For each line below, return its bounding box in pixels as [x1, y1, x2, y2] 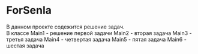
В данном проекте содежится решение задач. [6, 23, 125, 30]
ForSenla [6, 4, 52, 17]
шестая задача [6, 42, 44, 49]
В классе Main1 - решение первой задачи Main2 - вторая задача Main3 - [6, 29, 192, 36]
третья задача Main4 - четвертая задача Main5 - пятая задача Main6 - [6, 36, 187, 43]
